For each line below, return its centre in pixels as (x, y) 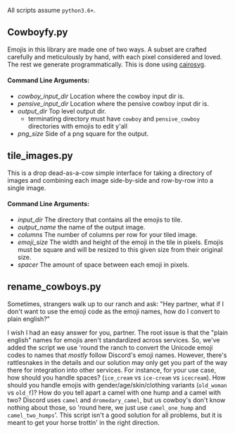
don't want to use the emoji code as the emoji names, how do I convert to (114, 311)
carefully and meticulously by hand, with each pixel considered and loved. (115, 56)
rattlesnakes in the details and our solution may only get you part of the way (117, 362)
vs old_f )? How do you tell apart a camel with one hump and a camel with (114, 392)
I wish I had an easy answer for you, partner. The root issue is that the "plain (118, 332)
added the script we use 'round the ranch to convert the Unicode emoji (110, 347)
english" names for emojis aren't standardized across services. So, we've (114, 340)
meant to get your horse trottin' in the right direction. (83, 422)
